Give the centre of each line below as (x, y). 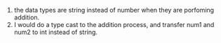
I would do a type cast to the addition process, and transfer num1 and (114, 25)
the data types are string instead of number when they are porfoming (114, 10)
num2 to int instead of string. (56, 32)
